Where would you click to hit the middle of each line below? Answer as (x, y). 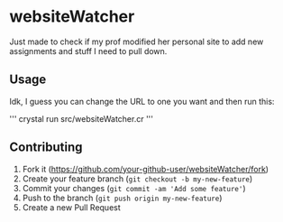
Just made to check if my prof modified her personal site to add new (137, 42)
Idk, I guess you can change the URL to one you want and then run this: (142, 101)
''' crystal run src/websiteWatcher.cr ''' (82, 118)
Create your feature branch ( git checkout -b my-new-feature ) (137, 179)
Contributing (46, 148)
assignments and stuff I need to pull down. (88, 51)
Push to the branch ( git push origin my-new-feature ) (122, 198)
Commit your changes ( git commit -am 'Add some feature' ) (134, 188)
